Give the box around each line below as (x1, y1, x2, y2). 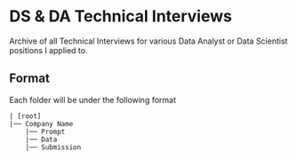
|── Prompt (25, 127, 66, 136)
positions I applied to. (9, 44, 88, 55)
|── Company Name (9, 119, 74, 128)
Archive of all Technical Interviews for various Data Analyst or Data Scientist (9, 36, 288, 46)
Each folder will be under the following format (9, 94, 176, 105)
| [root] (9, 111, 42, 121)
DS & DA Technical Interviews (9, 6, 233, 27)
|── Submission (25, 142, 82, 152)
